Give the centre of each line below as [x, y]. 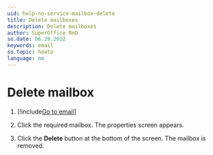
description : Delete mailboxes [52, 26]
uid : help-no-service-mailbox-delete [61, 13]
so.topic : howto [30, 52]
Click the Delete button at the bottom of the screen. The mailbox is [111, 138]
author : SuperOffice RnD [43, 33]
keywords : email [30, 45]
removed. [31, 145]
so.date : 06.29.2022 [37, 39]
